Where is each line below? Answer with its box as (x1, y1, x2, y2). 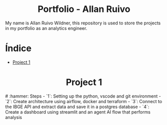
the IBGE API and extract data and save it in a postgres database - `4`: (5, 104, 149, 110)
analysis (5, 114, 22, 120)
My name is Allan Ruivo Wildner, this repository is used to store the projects (5, 20, 161, 26)
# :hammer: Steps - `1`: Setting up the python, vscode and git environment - (5, 93, 161, 99)
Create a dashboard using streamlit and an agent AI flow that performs (5, 109, 151, 115)
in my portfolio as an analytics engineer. (5, 25, 87, 31)
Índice (5, 43, 31, 54)
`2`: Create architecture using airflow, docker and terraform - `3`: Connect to (5, 98, 162, 104)
